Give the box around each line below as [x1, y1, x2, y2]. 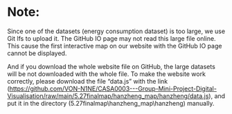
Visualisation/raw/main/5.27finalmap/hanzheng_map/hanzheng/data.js [7, 91, 209, 100]
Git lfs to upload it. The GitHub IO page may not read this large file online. [7, 34, 216, 42]
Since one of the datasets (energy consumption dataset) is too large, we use [7, 27, 226, 35]
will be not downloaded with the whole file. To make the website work [7, 70, 206, 78]
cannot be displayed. [7, 49, 67, 57]
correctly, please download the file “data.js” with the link [7, 77, 168, 85]
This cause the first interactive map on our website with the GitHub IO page [7, 41, 222, 50]
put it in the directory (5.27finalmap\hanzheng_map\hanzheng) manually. [7, 99, 215, 107]
